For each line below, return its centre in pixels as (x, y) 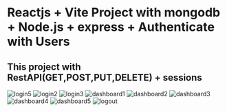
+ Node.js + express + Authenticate (111, 27)
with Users (39, 42)
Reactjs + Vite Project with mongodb (114, 13)
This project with (44, 67)
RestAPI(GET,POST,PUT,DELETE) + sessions (105, 78)
